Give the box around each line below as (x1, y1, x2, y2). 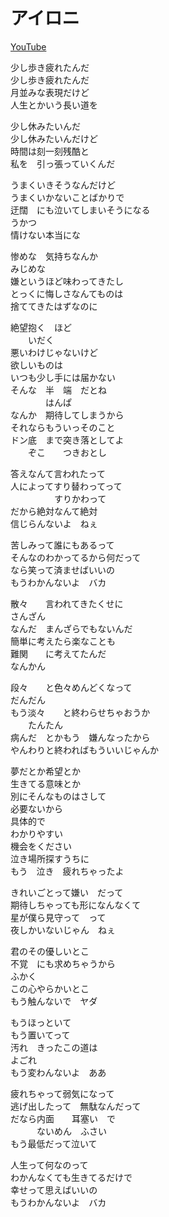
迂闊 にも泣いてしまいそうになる (10, 204, 151, 216)
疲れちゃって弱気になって (10, 1087, 115, 1099)
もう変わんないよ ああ (10, 1066, 107, 1078)
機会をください (10, 840, 72, 852)
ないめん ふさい (36, 1125, 107, 1137)
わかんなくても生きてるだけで (10, 1171, 133, 1183)
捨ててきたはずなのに (10, 300, 98, 312)
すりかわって (53, 492, 107, 504)
